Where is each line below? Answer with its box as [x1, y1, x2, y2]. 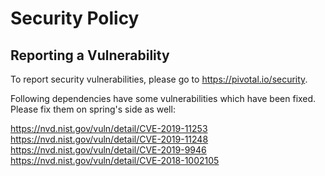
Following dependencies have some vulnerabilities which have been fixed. [10, 93, 317, 104]
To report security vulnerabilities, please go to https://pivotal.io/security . [10, 73, 308, 85]
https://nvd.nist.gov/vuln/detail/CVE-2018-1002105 [10, 155, 220, 166]
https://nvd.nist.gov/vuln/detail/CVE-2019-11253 [10, 123, 208, 134]
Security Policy [10, 7, 140, 30]
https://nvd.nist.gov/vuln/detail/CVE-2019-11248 [10, 133, 209, 145]
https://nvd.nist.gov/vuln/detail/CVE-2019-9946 [10, 144, 207, 156]
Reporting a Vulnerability [10, 47, 170, 64]
